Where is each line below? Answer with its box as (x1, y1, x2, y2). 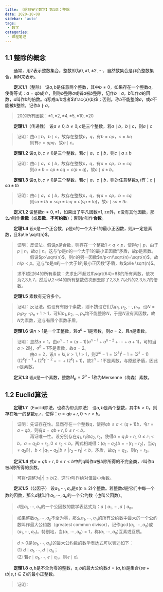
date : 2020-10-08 (5, 12, 40, 17)
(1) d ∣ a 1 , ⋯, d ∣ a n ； (17, 547, 58, 554)
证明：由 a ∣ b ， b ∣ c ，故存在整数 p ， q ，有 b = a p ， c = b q (17, 133, 132, 139)
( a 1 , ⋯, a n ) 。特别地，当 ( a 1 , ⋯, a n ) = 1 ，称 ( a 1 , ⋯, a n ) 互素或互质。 (17, 529, 145, 535)
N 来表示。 (18, 74, 38, 80)
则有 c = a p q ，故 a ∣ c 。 (30, 140, 77, 146)
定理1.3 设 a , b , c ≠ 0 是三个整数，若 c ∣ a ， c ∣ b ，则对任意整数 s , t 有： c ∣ (14, 177, 156, 183)
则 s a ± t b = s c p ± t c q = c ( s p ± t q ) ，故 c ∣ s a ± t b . (30, 198, 128, 204)
